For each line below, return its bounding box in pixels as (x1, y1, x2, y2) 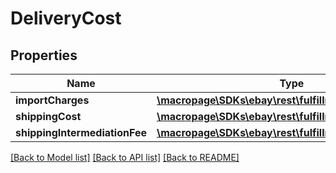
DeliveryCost (10, 7, 122, 30)
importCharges (15, 93, 90, 107)
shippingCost (15, 110, 82, 123)
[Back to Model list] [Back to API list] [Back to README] (10, 152, 240, 163)
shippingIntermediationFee (15, 126, 147, 139)
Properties (10, 47, 78, 64)
